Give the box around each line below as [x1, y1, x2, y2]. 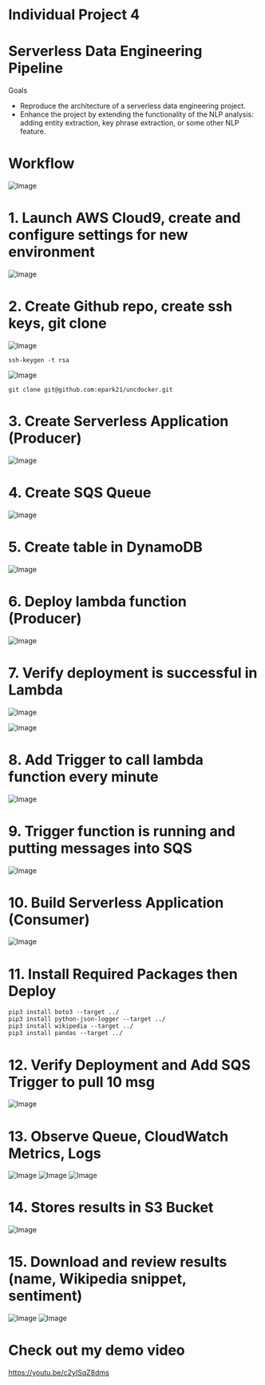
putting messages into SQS [8, 839, 193, 857]
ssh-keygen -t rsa [8, 356, 69, 364]
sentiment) [8, 1287, 83, 1305]
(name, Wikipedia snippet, [8, 1270, 187, 1288]
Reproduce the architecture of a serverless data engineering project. [19, 101, 246, 111]
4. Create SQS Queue [8, 484, 152, 502]
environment [8, 243, 96, 261]
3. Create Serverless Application [8, 412, 229, 431]
